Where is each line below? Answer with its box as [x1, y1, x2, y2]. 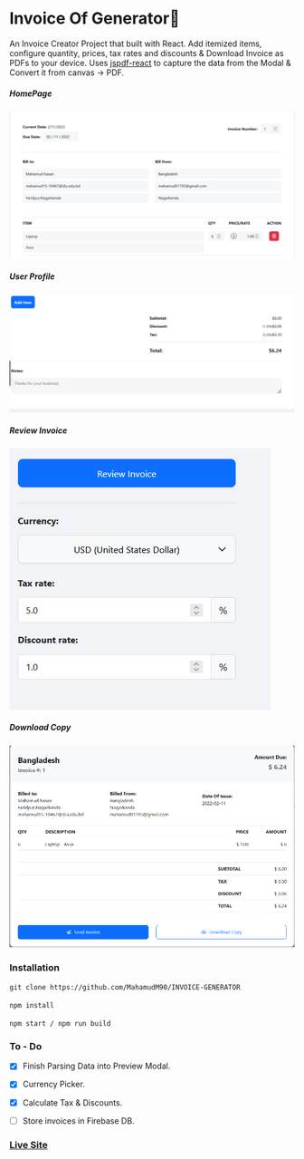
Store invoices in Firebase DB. [22, 1115, 135, 1126]
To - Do [9, 1040, 43, 1053]
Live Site [9, 1138, 48, 1151]
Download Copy [9, 722, 71, 733]
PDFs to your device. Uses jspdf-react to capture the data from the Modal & [9, 57, 291, 68]
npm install [9, 1001, 54, 1010]
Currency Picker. [22, 1078, 86, 1090]
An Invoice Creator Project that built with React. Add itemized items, [9, 38, 262, 49]
